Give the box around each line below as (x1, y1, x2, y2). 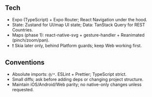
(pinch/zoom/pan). (12, 37, 50, 43)
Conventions (5, 58, 45, 67)
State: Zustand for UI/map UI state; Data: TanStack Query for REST (12, 22, 145, 28)
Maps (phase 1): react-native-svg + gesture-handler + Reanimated (12, 32, 145, 38)
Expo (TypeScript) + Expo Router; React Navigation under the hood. (12, 16, 148, 22)
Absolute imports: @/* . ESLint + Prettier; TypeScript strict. (12, 71, 127, 77)
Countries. (12, 27, 33, 33)
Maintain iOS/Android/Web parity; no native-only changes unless (12, 82, 142, 87)
